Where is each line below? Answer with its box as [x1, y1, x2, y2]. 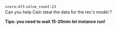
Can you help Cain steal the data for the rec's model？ [5, 9, 113, 15]
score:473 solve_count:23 [5, 4, 57, 9]
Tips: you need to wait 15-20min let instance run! [5, 19, 105, 24]
